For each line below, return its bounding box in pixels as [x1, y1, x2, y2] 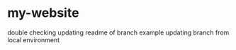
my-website [7, 5, 79, 21]
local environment [7, 35, 60, 44]
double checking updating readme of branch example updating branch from [7, 28, 230, 37]
